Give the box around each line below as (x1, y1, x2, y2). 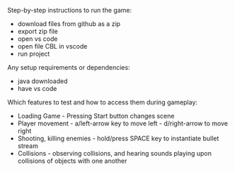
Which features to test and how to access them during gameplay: (7, 98, 198, 106)
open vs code (17, 35, 58, 43)
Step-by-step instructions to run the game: (7, 6, 132, 14)
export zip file (17, 27, 59, 35)
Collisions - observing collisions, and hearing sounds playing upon (17, 149, 212, 157)
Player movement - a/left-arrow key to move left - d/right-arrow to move (17, 119, 229, 128)
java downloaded (17, 77, 68, 85)
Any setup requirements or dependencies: (7, 63, 130, 71)
